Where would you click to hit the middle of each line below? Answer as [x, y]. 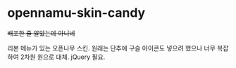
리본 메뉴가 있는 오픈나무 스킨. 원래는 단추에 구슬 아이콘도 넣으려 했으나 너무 [112, 48]
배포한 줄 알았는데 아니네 [41, 33]
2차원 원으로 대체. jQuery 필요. [63, 57]
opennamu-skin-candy [76, 13]
